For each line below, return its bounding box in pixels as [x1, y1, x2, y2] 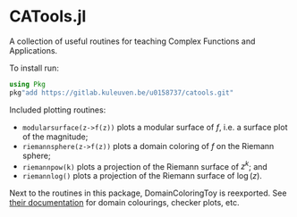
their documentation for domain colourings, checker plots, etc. [9, 197, 240, 208]
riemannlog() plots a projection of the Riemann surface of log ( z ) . [21, 171, 262, 181]
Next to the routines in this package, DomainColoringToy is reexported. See [9, 188, 287, 198]
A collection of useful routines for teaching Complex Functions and [9, 36, 256, 46]
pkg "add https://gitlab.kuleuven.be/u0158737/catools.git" [9, 88, 234, 97]
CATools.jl [9, 6, 87, 27]
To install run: [9, 63, 60, 73]
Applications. [9, 45, 58, 55]
